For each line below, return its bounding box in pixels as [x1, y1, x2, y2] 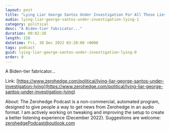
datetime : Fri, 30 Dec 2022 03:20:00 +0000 [5, 40, 99, 46]
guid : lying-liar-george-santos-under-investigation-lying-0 [5, 50, 137, 55]
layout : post [5, 7, 33, 13]
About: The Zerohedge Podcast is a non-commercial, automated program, [5, 99, 160, 105]
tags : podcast [5, 45, 35, 50]
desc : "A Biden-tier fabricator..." [5, 26, 82, 31]
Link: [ [5, 78, 19, 84]
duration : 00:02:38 [5, 31, 47, 36]
